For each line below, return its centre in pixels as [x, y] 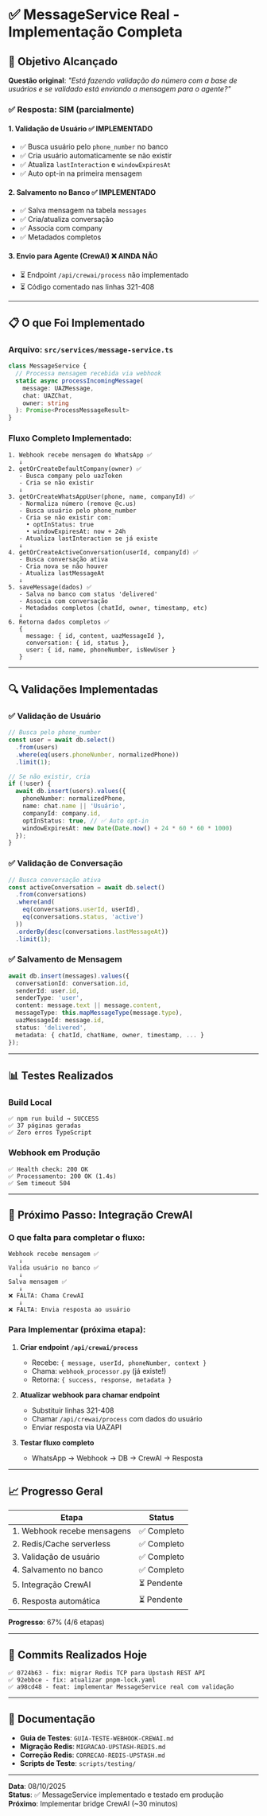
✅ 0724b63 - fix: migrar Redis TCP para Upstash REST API [107, 1673]
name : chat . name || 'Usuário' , [74, 806]
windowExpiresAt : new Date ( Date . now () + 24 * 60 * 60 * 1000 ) [128, 828]
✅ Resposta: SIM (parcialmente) [72, 109]
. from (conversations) [51, 895]
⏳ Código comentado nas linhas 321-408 [87, 286]
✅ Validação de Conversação [66, 863]
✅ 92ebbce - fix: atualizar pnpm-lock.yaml [82, 1680]
